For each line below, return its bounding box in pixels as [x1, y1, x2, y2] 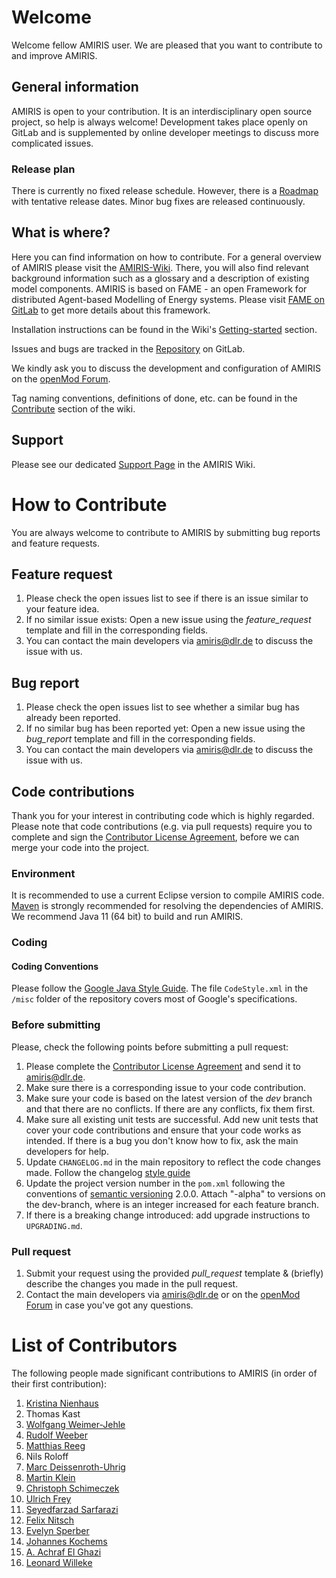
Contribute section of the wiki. [11, 402, 136, 415]
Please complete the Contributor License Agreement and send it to [25, 1060, 302, 1072]
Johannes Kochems [25, 1536, 108, 1547]
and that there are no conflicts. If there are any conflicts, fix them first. [25, 1102, 316, 1115]
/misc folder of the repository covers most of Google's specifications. [11, 993, 298, 1005]
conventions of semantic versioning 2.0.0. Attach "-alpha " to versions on [25, 1187, 326, 1200]
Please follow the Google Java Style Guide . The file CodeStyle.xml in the [11, 982, 309, 995]
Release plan [11, 162, 76, 176]
